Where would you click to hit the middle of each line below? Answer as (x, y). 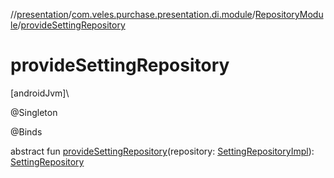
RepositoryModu (289, 14)
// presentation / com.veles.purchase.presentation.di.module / (133, 14)
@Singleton (34, 112)
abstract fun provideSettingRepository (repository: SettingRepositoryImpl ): (162, 151)
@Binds (26, 131)
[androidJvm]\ (40, 93)
